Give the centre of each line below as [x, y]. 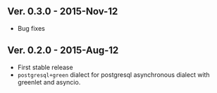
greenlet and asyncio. [49, 82]
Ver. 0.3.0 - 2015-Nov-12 [63, 12]
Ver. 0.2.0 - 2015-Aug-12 [63, 51]
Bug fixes [31, 28]
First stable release [45, 67]
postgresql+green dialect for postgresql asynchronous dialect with [113, 74]
